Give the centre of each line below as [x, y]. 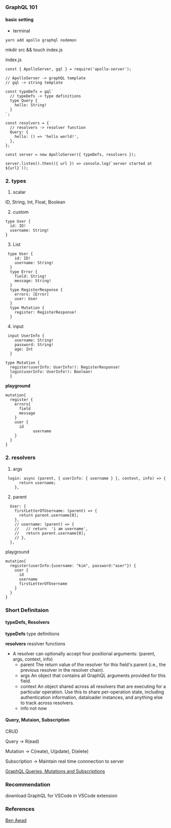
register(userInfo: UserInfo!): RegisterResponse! [65, 367]
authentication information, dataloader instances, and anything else [91, 697]
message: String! [33, 281]
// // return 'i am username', [51, 529]
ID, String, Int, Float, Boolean [35, 202]
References [20, 809]
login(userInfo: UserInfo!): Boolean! [51, 372]
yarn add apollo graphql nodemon [41, 40]
